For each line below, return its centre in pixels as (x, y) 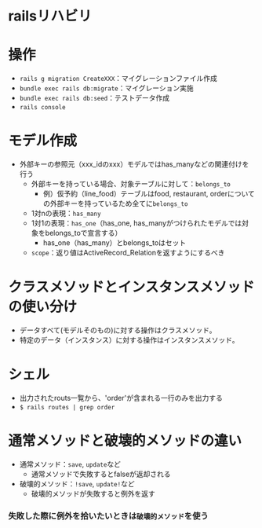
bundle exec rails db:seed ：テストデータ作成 (95, 98)
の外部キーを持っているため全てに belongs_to (115, 203)
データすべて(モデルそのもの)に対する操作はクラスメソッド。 (118, 330)
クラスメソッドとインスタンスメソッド (131, 287)
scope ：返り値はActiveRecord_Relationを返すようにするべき (128, 253)
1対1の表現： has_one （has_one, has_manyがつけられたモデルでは (136, 223)
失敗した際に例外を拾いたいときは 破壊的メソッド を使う (109, 515)
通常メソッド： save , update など (70, 464)
